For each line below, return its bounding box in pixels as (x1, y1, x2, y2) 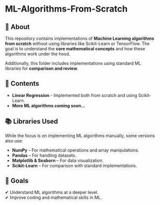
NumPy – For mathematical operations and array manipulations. (12, 147, 139, 153)
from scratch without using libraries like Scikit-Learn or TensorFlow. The (5, 41, 150, 47)
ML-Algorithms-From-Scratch (5, 3, 128, 15)
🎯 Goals (5, 177, 29, 185)
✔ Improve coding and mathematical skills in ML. (5, 195, 102, 201)
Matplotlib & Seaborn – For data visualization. (12, 158, 104, 163)
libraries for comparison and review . (5, 65, 79, 71)
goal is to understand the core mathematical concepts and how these (5, 46, 145, 51)
